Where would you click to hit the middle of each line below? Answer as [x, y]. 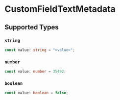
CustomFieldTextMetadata [60, 9]
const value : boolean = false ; [36, 93]
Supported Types [32, 27]
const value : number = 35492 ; [36, 72]
